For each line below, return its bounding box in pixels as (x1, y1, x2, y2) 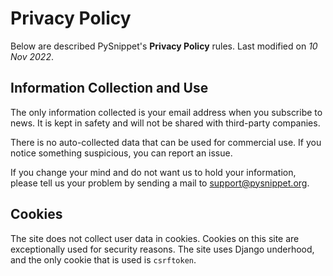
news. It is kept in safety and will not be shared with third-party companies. (10, 117, 321, 129)
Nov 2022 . (10, 50, 54, 62)
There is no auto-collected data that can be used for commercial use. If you (10, 136, 322, 148)
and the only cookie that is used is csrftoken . (10, 253, 197, 266)
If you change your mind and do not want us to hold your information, (10, 166, 297, 178)
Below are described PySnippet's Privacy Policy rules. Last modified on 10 (10, 40, 318, 52)
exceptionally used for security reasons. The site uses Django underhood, (10, 243, 315, 255)
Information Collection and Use (10, 80, 209, 97)
